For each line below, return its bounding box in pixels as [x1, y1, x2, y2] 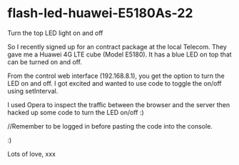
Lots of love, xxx [7, 149, 56, 158]
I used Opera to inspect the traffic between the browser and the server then [7, 100, 230, 109]
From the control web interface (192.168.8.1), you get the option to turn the [7, 71, 225, 80]
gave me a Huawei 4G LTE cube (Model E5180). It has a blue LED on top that [7, 50, 232, 59]
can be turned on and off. [7, 57, 82, 66]
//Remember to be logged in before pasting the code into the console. [7, 121, 213, 130]
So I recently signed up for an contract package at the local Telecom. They [7, 42, 227, 51]
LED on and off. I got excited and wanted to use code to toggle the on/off [7, 79, 222, 87]
